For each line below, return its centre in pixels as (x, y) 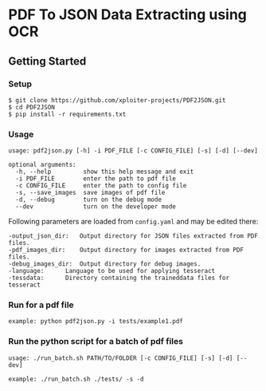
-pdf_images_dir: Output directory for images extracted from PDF (126, 250)
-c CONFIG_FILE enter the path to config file (101, 186)
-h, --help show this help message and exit (105, 172)
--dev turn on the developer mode (96, 207)
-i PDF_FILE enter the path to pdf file (96, 179)
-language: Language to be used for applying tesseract (112, 271)
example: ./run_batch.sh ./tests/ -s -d (76, 379)
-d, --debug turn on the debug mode (88, 200)
